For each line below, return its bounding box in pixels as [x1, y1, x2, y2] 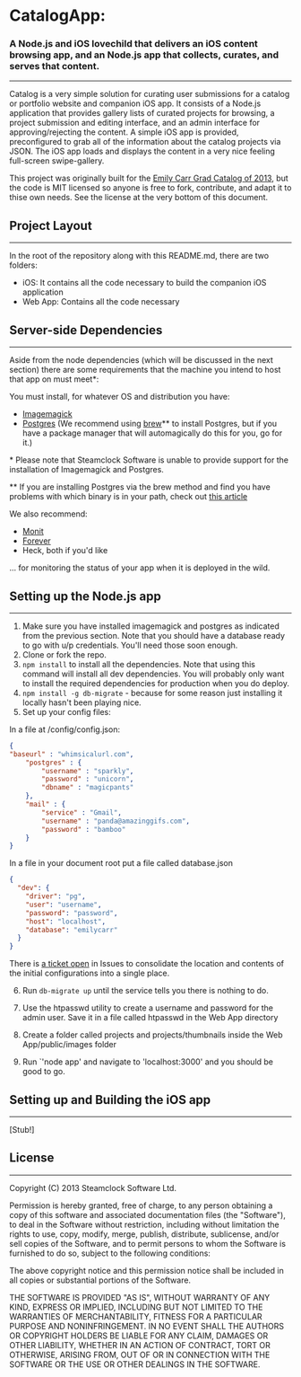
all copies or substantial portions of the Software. [9, 1275, 191, 1285]
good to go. [21, 1066, 65, 1077]
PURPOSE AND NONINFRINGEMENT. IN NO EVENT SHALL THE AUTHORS [9, 1320, 285, 1331]
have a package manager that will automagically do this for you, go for [21, 428, 283, 438]
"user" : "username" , [25, 900, 102, 909]
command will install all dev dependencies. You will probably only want [21, 668, 285, 679]
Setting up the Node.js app [9, 588, 161, 604]
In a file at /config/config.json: [9, 724, 121, 735]
